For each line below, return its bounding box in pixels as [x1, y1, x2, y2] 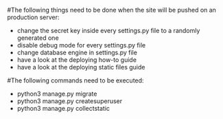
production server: [7, 13, 60, 21]
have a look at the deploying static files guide [16, 63, 145, 71]
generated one [16, 34, 60, 42]
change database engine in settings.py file [16, 48, 137, 56]
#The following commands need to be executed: [7, 76, 144, 85]
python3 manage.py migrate [16, 89, 97, 98]
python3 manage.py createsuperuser [16, 97, 122, 105]
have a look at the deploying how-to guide [16, 56, 137, 64]
